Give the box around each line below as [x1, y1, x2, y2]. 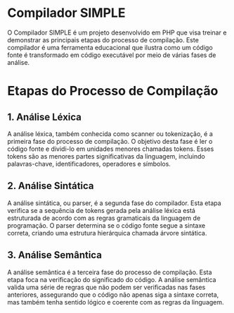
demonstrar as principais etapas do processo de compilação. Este [7, 35, 199, 44]
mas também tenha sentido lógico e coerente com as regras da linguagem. [7, 297, 224, 306]
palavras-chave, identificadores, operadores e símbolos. [7, 159, 171, 168]
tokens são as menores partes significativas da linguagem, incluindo [7, 152, 205, 160]
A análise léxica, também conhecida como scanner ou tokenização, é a [7, 129, 213, 138]
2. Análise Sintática [7, 180, 94, 192]
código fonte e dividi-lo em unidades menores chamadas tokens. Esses [7, 145, 214, 153]
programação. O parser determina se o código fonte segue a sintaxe [7, 221, 206, 230]
